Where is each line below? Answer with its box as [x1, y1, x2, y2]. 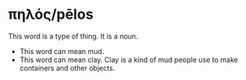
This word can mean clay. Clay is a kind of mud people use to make [19, 55, 238, 64]
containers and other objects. [19, 63, 116, 72]
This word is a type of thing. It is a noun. [8, 31, 138, 41]
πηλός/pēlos [8, 5, 94, 24]
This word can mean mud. [19, 46, 105, 56]
